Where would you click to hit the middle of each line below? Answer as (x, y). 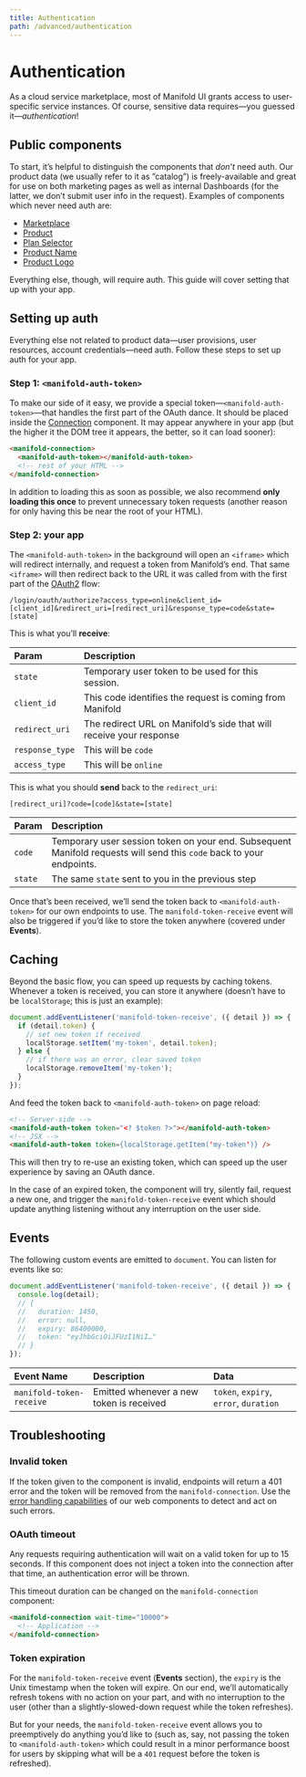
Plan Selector (48, 243)
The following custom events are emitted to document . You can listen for (143, 1260)
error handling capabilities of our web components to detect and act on (143, 1500)
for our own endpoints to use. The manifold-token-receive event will (164, 911)
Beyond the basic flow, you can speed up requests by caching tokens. (141, 981)
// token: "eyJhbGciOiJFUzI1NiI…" (87, 1337)
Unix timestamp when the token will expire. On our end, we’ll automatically (149, 1687)
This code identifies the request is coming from (184, 697)
